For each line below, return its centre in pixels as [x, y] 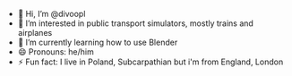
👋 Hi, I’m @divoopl [52, 14]
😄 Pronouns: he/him [56, 52]
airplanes [35, 33]
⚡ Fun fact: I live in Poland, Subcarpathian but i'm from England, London [150, 62]
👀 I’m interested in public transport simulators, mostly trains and [135, 23]
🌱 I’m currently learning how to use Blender [98, 42]
